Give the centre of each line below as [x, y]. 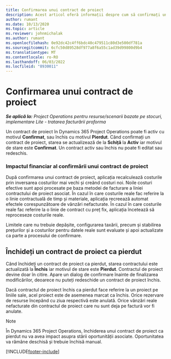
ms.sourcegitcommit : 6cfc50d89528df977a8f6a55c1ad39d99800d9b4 [74, 48]
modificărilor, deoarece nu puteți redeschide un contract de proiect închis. [83, 280]
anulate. [14, 311]
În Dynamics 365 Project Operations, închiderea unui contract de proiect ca [85, 331]
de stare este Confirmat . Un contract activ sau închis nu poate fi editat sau [84, 148]
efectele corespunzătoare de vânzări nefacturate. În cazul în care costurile [84, 204]
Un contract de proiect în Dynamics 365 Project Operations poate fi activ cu [85, 132]
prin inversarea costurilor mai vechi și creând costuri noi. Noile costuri [79, 183]
